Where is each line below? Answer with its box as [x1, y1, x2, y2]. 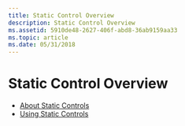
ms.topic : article [8, 33, 68, 42]
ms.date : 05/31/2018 [8, 41, 76, 49]
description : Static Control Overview [8, 19, 135, 27]
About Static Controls [19, 101, 90, 110]
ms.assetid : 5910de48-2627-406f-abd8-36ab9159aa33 [8, 26, 178, 34]
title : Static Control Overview [8, 11, 114, 20]
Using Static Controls [19, 109, 89, 119]
